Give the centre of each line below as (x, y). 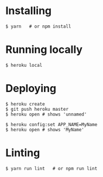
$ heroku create (25, 104)
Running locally (44, 50)
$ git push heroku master (37, 109)
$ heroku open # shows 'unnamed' (46, 114)
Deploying (31, 88)
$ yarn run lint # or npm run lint (51, 168)
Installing (29, 11)
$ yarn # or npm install (38, 26)
